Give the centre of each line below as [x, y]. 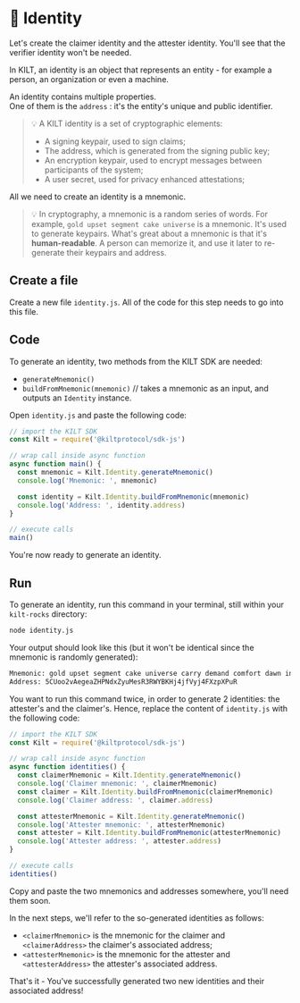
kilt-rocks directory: [48, 614]
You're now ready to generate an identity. [86, 555]
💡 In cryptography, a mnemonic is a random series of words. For [149, 214]
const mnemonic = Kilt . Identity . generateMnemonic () [116, 473]
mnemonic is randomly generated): [74, 657]
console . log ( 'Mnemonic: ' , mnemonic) [87, 480]
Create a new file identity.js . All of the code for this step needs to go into [146, 302]
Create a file [44, 281]
